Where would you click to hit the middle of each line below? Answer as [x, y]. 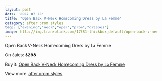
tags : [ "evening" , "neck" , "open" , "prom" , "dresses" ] [57, 27]
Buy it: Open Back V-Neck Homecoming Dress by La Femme [65, 64]
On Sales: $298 [20, 55]
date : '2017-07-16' [25, 14]
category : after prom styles [34, 23]
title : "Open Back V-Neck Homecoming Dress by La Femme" [63, 18]
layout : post [18, 9]
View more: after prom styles [34, 74]
